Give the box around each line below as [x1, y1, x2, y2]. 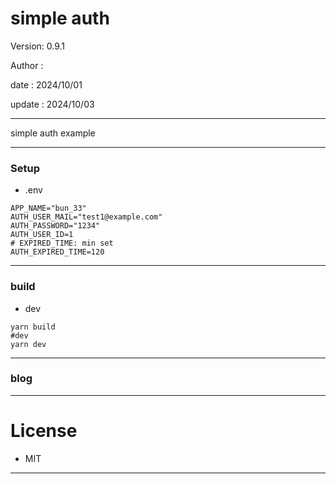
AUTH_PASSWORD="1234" [10, 221, 101, 231]
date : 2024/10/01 [10, 78, 83, 91]
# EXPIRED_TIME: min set [10, 238, 114, 249]
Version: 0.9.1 [10, 40, 66, 52]
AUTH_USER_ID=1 [10, 230, 74, 240]
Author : [10, 59, 44, 71]
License [10, 420, 78, 442]
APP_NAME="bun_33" [10, 203, 87, 214]
